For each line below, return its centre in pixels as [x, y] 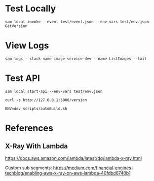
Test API [23, 78]
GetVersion [16, 26]
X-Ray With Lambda [37, 146]
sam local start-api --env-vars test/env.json [54, 91]
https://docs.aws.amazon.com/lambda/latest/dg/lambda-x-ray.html [74, 158]
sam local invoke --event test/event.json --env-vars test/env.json [77, 22]
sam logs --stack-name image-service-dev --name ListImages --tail [76, 59]
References [29, 128]
